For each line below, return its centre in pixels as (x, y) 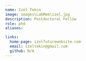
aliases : (14, 28)
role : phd (15, 24)
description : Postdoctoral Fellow (41, 19)
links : (12, 37)
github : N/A (22, 51)
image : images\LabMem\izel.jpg (38, 14)
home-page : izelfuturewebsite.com (45, 42)
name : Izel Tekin (23, 10)
